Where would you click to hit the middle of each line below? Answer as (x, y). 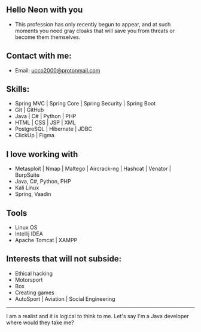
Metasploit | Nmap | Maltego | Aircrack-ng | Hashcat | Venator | (93, 169)
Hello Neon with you (45, 10)
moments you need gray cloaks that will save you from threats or (95, 31)
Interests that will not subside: (64, 259)
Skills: (18, 89)
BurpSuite (27, 175)
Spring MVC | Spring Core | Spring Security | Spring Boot (85, 104)
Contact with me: (39, 56)
